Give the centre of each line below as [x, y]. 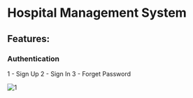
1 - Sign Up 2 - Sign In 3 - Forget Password [69, 73]
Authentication [33, 59]
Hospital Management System [97, 13]
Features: [29, 39]
